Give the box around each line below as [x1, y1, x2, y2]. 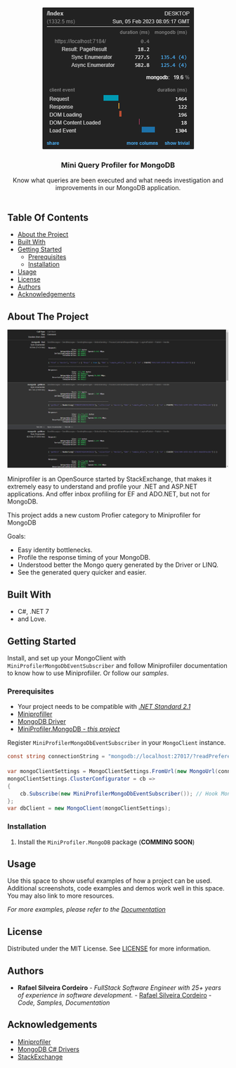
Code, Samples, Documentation [17, 998, 110, 1007]
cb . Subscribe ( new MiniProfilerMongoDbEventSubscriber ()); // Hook [20, 790, 218, 797]
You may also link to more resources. [7, 891, 114, 900]
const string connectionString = [7, 753, 105, 760]
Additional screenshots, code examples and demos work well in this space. [7, 884, 225, 893]
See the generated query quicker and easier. [17, 568, 147, 577]
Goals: [7, 532, 26, 541]
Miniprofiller [17, 710, 53, 718]
